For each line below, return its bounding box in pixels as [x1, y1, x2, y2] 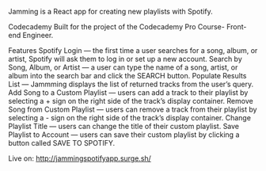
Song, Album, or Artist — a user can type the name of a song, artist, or [8, 63, 238, 72]
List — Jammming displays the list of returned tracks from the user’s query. [8, 79, 254, 89]
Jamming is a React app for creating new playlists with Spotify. [8, 7, 213, 16]
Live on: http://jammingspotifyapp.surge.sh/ [8, 154, 152, 163]
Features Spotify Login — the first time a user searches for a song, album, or [8, 46, 258, 55]
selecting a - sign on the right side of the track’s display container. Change [8, 113, 252, 122]
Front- [226, 22, 247, 31]
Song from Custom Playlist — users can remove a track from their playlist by [8, 104, 257, 114]
